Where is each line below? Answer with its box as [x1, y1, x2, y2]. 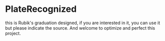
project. [5, 30, 21, 36]
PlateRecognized [5, 3, 77, 15]
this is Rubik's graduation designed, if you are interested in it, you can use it [5, 20, 161, 26]
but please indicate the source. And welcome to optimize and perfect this [5, 25, 156, 31]
